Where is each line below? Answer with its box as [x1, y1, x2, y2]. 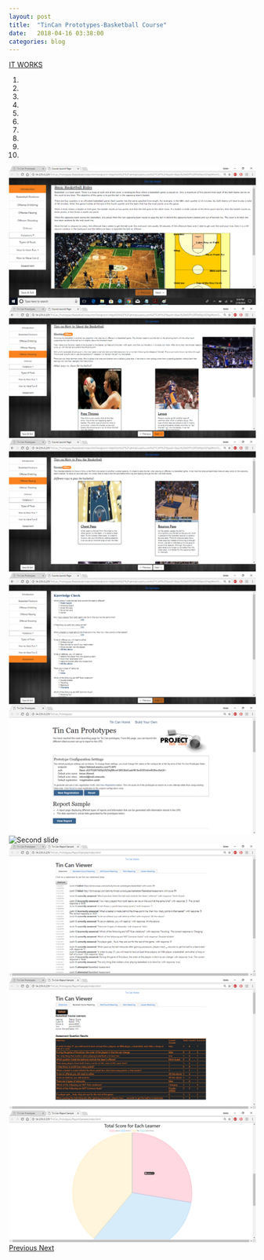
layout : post [9, 13, 52, 20]
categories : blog [9, 38, 66, 46]
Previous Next [9, 1243, 55, 1252]
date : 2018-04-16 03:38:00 [9, 29, 104, 37]
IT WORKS [9, 60, 43, 70]
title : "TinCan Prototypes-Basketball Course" [9, 20, 168, 29]
